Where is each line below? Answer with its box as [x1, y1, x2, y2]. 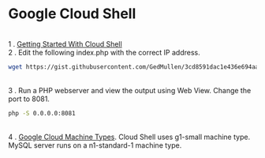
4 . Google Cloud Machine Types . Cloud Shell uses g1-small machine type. [8, 132, 251, 141]
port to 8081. [8, 94, 50, 103]
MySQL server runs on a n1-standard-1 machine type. [8, 140, 182, 150]
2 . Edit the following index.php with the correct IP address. [8, 47, 201, 57]
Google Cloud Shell [8, 5, 136, 23]
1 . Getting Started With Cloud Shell [8, 39, 122, 48]
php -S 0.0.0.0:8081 [8, 109, 77, 117]
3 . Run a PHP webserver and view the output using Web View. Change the [8, 85, 252, 95]
